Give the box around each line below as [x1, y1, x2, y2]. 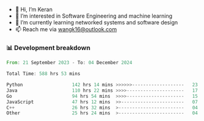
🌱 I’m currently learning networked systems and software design [15, 19, 178, 26]
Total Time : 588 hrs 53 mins [6, 71, 81, 77]
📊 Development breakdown [6, 43, 90, 52]
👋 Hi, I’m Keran [15, 6, 53, 13]
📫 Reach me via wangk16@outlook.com [15, 26, 117, 33]
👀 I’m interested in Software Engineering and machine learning [15, 12, 173, 20]
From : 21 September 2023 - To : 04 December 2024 [6, 60, 133, 66]
